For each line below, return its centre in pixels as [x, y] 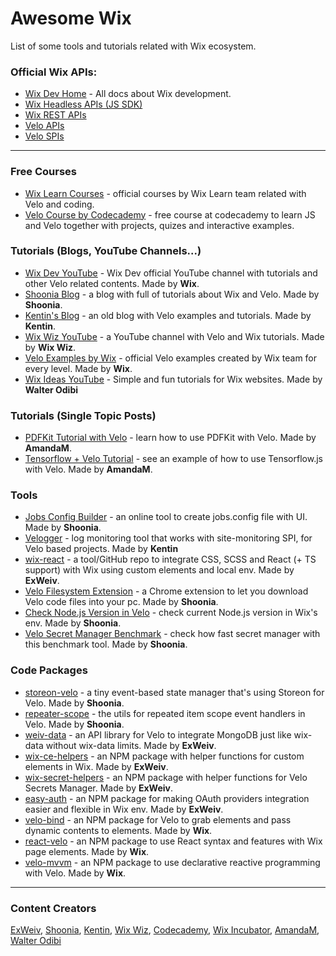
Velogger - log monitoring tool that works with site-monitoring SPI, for [168, 538]
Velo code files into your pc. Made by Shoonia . [121, 602]
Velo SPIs [44, 136]
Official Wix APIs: [54, 72]
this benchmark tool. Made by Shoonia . [106, 644]
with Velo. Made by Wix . [75, 873]
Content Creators [53, 908]
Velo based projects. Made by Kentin [101, 549]
